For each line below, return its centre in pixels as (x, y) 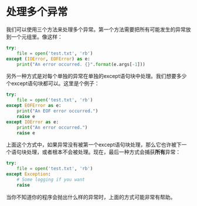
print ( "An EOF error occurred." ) (57, 111)
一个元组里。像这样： (37, 36)
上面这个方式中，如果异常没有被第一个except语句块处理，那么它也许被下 (94, 145)
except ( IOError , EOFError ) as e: (48, 59)
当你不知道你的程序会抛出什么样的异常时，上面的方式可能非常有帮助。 (91, 197)
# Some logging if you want (51, 180)
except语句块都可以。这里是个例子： (55, 83)
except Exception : (28, 174)
